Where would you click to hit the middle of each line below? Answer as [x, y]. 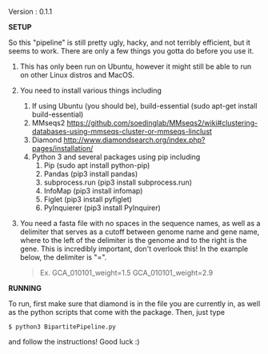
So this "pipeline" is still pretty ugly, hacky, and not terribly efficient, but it [129, 42]
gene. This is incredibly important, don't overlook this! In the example [134, 249]
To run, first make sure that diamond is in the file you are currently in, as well [134, 304]
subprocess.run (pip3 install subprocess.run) [118, 182]
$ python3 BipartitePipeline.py [62, 327]
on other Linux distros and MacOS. [77, 75]
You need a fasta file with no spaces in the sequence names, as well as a [140, 223]
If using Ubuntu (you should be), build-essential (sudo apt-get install [144, 106]
